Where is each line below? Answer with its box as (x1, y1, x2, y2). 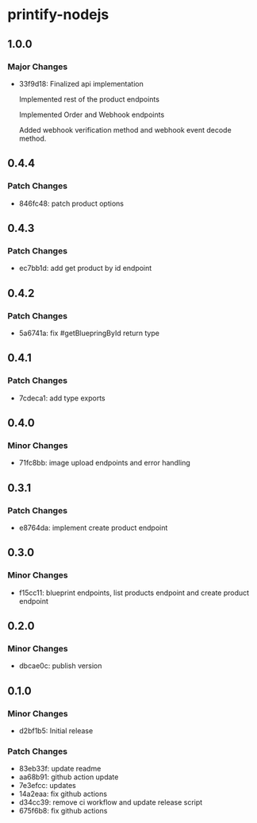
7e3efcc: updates (18, 781, 76, 790)
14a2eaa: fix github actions (18, 789, 108, 799)
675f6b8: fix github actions (18, 806, 108, 816)
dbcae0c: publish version (18, 661, 102, 670)
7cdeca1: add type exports (18, 393, 105, 403)
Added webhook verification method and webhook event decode (18, 125, 232, 134)
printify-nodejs (7, 6, 109, 24)
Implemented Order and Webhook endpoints (18, 110, 165, 119)
